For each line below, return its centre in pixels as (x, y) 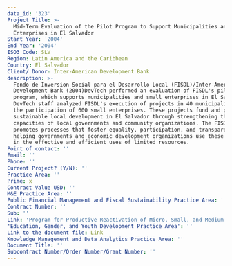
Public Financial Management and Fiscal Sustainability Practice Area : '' (117, 201)
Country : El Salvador (38, 65)
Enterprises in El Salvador (54, 33)
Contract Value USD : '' (41, 188)
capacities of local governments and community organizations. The (113, 123)
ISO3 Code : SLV (29, 53)
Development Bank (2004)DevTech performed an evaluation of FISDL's (114, 91)
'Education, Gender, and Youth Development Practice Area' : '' (100, 226)
